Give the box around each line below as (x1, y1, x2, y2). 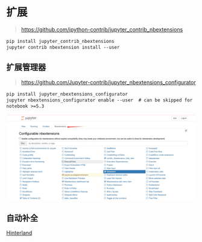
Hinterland (6, 229, 33, 236)
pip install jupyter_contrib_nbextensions (6, 38, 115, 44)
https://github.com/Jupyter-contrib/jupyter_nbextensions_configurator (21, 78, 196, 86)
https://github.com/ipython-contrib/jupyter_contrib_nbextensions (21, 25, 183, 33)
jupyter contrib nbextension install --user (6, 44, 120, 50)
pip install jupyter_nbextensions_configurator (6, 91, 128, 97)
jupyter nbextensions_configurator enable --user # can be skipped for (6, 97, 193, 103)
